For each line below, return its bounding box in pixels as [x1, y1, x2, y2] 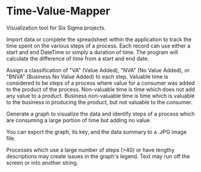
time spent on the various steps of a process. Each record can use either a [6, 42, 191, 49]
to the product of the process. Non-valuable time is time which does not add [6, 85, 195, 93]
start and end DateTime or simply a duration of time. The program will [6, 48, 178, 55]
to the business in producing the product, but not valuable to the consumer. [6, 98, 193, 106]
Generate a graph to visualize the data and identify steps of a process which [6, 110, 195, 117]
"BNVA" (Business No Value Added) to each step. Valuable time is [6, 73, 169, 80]
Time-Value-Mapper [6, 4, 110, 18]
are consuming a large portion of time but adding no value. [6, 116, 152, 124]
